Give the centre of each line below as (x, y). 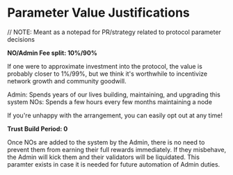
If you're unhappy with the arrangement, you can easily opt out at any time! (115, 115)
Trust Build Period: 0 (38, 128)
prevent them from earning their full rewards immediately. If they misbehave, (117, 149)
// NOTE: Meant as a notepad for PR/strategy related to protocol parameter (114, 32)
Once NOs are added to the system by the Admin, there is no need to (106, 142)
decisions (21, 39)
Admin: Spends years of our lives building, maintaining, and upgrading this (114, 94)
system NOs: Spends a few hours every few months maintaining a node (110, 101)
